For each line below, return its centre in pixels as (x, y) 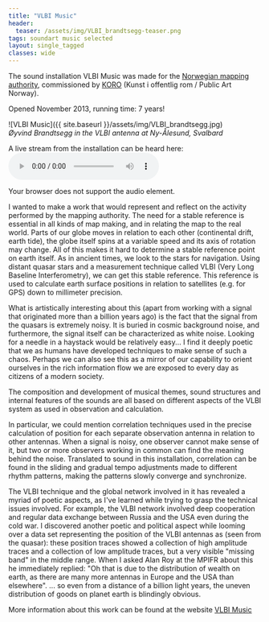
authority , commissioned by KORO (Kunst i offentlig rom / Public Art (120, 84)
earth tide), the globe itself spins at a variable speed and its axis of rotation (132, 241)
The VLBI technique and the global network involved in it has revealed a (127, 491)
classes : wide (32, 53)
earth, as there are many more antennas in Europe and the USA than (121, 577)
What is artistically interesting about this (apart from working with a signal (130, 308)
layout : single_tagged (46, 46)
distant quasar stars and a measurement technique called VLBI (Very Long (131, 267)
